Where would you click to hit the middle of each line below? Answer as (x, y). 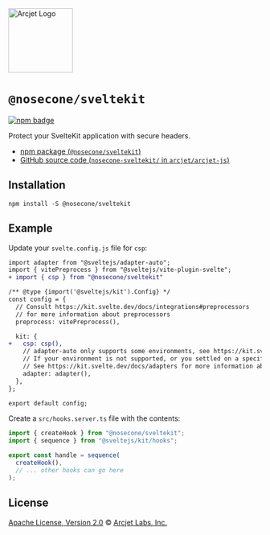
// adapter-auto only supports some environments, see (117, 352)
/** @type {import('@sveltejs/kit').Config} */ (90, 292)
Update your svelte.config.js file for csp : (78, 248)
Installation (37, 185)
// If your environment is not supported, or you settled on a (131, 359)
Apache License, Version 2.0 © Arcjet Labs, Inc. (88, 522)
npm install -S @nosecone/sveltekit (70, 204)
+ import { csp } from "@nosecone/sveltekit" (86, 278)
